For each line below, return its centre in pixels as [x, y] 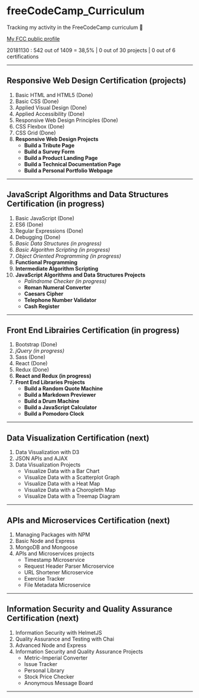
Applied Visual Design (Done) [51, 107]
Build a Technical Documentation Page [72, 164]
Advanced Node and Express [51, 645]
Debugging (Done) [38, 237]
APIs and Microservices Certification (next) [89, 520]
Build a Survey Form [49, 152]
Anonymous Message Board [58, 683]
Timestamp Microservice [54, 560]
